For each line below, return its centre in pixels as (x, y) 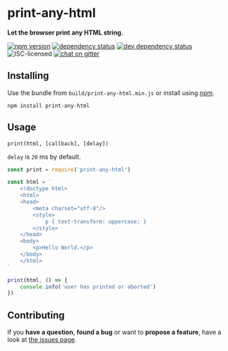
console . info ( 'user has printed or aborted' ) (88, 287)
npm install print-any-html (49, 106)
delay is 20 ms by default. (44, 156)
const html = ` (30, 182)
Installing (28, 76)
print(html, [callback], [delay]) (58, 143)
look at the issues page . (42, 340)
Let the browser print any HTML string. (65, 32)
